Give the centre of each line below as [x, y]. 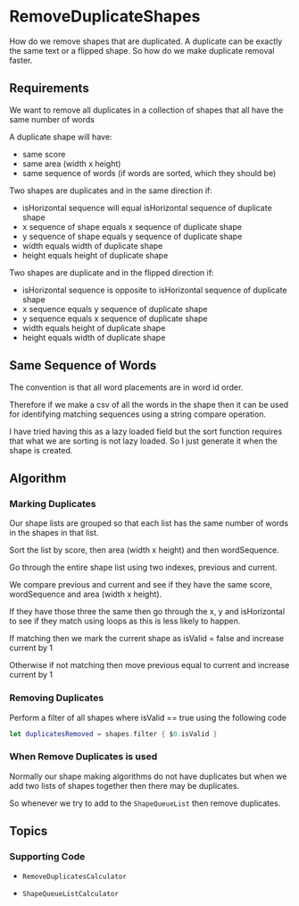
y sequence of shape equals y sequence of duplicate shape [132, 236]
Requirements [49, 88]
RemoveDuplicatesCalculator [74, 877]
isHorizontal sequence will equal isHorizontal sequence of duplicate [147, 207]
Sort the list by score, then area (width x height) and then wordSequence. [144, 550]
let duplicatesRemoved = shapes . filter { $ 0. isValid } [113, 734]
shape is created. [41, 450]
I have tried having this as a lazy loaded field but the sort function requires [146, 431]
